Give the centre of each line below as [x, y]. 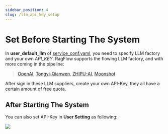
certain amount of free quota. [36, 89]
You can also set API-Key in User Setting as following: [61, 117]
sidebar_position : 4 [27, 10]
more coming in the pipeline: [35, 64]
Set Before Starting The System [72, 40]
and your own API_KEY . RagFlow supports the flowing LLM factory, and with [84, 59]
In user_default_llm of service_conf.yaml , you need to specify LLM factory [82, 53]
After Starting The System [47, 105]
